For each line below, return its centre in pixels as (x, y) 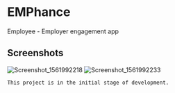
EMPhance (39, 12)
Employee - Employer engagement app (63, 31)
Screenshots (35, 53)
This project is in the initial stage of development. (88, 83)
